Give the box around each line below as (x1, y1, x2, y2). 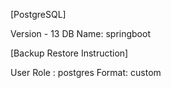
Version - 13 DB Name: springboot (10, 28, 151, 39)
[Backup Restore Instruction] (10, 47, 129, 59)
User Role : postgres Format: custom (10, 67, 162, 78)
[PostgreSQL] (10, 9, 67, 20)
